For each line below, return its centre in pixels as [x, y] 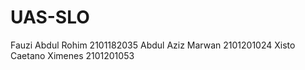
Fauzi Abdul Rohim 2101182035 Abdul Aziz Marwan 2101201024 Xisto [153, 45]
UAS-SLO [50, 17]
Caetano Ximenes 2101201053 [72, 55]
